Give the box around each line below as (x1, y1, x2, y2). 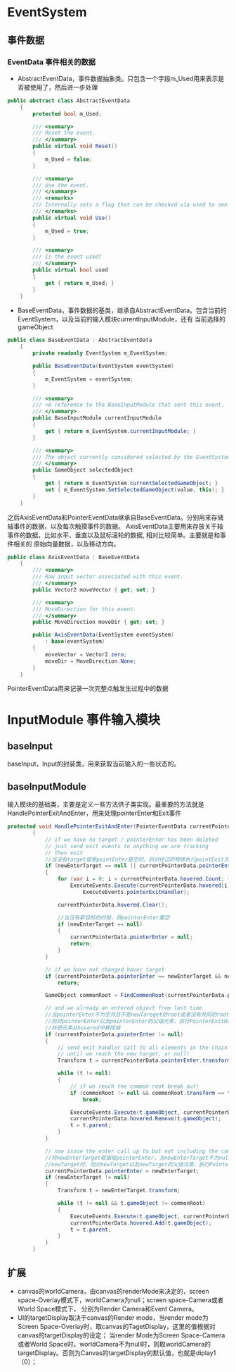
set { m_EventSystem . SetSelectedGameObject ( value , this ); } (44, 486, 225, 494)
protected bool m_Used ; (32, 110, 102, 117)
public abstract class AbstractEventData (7, 97, 131, 104)
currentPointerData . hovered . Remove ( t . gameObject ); (70, 1115, 221, 1122)
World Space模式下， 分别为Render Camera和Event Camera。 (17, 1304, 198, 1313)
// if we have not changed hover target (44, 966, 165, 973)
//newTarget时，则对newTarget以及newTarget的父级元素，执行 (44, 1160, 209, 1168)
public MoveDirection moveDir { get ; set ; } (32, 618, 165, 626)
